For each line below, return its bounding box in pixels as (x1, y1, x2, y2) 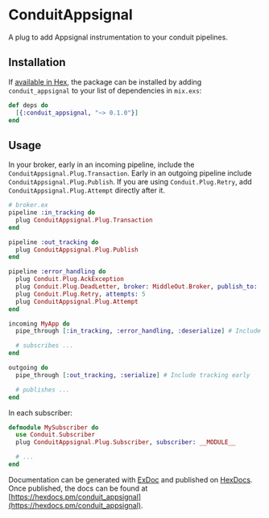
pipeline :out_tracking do (8, 238, 99, 247)
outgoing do (8, 364, 48, 372)
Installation (8, 56, 66, 69)
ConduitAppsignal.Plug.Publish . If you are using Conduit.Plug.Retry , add (8, 177, 252, 187)
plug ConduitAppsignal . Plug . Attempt (15, 297, 139, 305)
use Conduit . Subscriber (15, 431, 95, 439)
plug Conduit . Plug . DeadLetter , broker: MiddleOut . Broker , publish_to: (15, 283, 258, 291)
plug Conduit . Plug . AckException (15, 276, 125, 284)
